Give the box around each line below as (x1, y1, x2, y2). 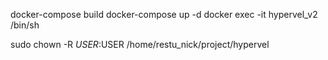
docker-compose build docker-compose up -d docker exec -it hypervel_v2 (10, 9, 318, 20)
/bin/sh (10, 19, 40, 31)
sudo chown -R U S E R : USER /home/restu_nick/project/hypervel (10, 39, 270, 50)
